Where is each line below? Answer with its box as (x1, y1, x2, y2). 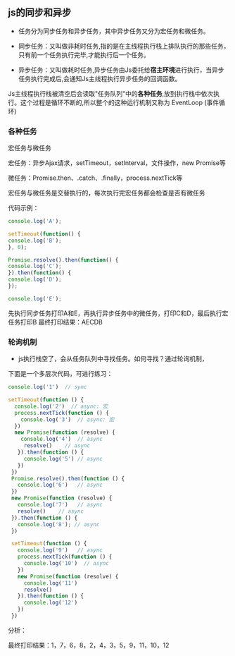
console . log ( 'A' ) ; (8, 218, 62, 225)
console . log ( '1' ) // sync (8, 384, 87, 391)
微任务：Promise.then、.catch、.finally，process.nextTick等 (8, 174, 183, 182)
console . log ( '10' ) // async (23, 560, 110, 567)
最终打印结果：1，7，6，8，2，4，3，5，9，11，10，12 (8, 640, 170, 649)
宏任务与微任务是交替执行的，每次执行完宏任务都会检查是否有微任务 (8, 189, 205, 198)
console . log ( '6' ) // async (17, 482, 103, 489)
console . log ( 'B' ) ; (8, 237, 62, 244)
